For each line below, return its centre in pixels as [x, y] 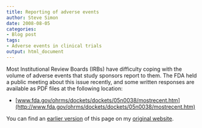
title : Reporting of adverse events [53, 12]
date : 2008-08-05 [28, 23]
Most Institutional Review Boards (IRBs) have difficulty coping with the [94, 69]
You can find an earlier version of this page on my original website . [90, 118]
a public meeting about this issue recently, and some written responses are [100, 82]
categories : [21, 29]
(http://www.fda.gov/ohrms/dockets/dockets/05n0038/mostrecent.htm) [105, 107]
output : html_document [35, 52]
